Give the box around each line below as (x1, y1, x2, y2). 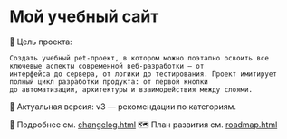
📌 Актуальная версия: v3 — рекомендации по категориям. (9, 101, 237, 112)
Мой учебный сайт (9, 6, 159, 27)
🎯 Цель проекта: (9, 36, 72, 47)
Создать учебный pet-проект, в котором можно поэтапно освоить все (9, 53, 270, 62)
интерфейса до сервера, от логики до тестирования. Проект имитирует (9, 69, 278, 79)
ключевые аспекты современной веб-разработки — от (9, 61, 205, 70)
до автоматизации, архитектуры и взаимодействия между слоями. (9, 85, 254, 94)
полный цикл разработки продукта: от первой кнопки (9, 77, 208, 87)
